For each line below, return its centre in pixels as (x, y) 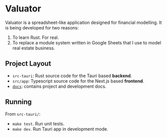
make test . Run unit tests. (38, 124)
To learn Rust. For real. (36, 37)
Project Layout (28, 64)
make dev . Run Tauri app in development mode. (60, 129)
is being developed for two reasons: (42, 27)
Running (19, 102)
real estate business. (34, 48)
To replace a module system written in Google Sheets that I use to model (87, 42)
